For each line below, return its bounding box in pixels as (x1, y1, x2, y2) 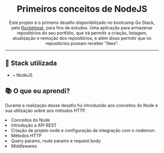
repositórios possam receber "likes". (45, 40, 119, 46)
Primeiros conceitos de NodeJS (17, 3, 147, 15)
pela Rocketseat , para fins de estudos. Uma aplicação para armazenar (11, 24, 153, 30)
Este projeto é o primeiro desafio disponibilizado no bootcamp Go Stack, (9, 20, 155, 25)
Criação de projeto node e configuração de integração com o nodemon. (11, 127, 156, 133)
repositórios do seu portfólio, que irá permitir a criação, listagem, (17, 30, 147, 36)
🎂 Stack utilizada (5, 59, 57, 67)
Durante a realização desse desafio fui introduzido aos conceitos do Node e (5, 102, 158, 108)
